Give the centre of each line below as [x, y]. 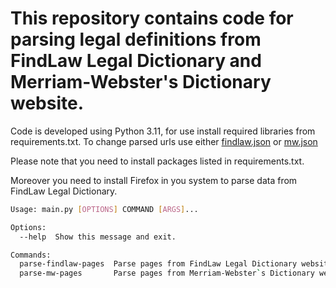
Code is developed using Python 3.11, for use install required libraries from [163, 131]
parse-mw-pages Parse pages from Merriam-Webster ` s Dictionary [167, 273]
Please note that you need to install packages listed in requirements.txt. [157, 161]
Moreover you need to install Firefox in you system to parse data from [154, 180]
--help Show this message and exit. [98, 237]
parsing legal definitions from [136, 39]
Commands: [31, 255]
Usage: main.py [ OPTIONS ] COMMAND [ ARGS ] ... [104, 209]
